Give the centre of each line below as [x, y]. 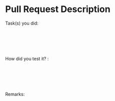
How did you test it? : [27, 58]
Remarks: [15, 94]
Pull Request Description [58, 9]
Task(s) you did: [22, 23]
